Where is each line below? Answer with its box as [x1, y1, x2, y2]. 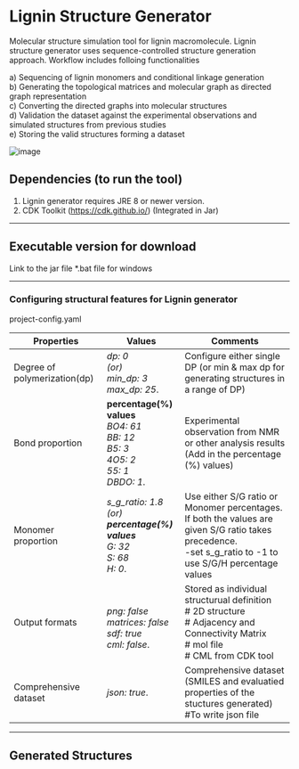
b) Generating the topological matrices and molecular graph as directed [9, 81, 271, 92]
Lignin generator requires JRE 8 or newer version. [21, 195, 205, 206]
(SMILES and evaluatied [184, 675, 285, 687]
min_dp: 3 [106, 372, 149, 384]
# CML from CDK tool [184, 649, 274, 661]
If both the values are [184, 512, 273, 525]
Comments [211, 334, 260, 347]
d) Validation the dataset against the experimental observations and [9, 110, 257, 120]
